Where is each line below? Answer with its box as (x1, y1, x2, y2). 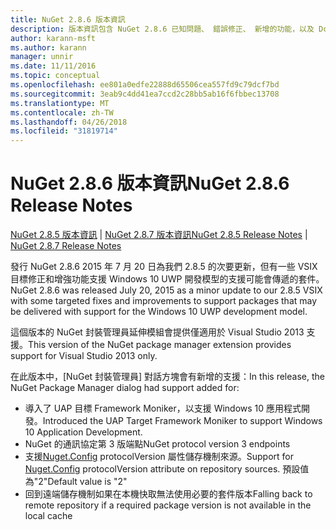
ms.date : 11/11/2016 (10, 61, 97, 71)
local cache (24, 510, 73, 522)
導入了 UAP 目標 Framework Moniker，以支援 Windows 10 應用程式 (24, 402, 302, 415)
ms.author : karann (10, 42, 87, 53)
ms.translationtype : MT (10, 98, 110, 108)
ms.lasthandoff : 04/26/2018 (10, 117, 128, 127)
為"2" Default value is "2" (24, 476, 128, 488)
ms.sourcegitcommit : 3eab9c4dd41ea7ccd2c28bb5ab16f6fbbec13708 (10, 89, 280, 99)
